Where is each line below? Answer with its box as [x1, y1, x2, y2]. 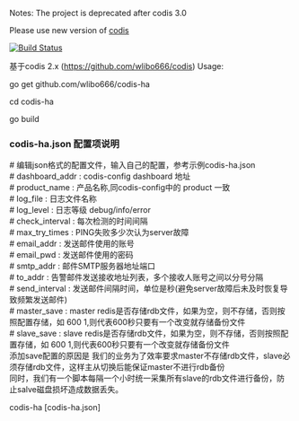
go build [9, 114, 40, 124]
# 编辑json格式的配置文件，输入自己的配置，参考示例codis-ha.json [9, 160, 256, 171]
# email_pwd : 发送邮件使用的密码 [9, 250, 134, 260]
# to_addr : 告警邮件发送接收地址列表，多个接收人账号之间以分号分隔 [9, 272, 264, 283]
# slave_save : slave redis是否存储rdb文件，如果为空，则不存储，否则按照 [9, 328, 281, 339]
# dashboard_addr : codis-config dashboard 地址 [9, 171, 191, 182]
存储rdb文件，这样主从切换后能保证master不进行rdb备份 [16, 362, 225, 373]
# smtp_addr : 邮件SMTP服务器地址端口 [9, 260, 155, 272]
